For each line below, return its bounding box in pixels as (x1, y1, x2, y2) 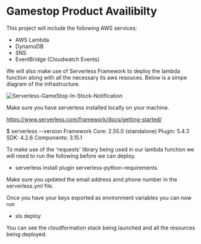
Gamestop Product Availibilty (6, 4, 157, 18)
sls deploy (15, 212, 41, 220)
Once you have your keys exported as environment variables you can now (6, 193, 192, 201)
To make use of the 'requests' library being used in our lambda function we (6, 145, 194, 153)
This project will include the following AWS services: (6, 24, 137, 32)
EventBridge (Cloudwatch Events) (15, 55, 100, 63)
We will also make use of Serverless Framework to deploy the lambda (6, 67, 180, 74)
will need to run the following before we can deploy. (6, 152, 136, 159)
